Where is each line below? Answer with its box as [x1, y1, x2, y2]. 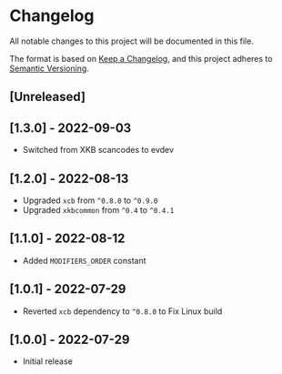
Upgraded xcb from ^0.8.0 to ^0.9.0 [22, 195, 158, 206]
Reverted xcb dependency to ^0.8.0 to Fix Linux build [22, 306, 223, 317]
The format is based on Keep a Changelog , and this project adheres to [9, 53, 273, 64]
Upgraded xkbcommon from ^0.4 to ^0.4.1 [22, 204, 175, 215]
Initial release [22, 356, 73, 367]
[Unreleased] [9, 89, 86, 105]
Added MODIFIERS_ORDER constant [22, 255, 147, 266]
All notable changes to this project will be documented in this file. [9, 35, 255, 46]
